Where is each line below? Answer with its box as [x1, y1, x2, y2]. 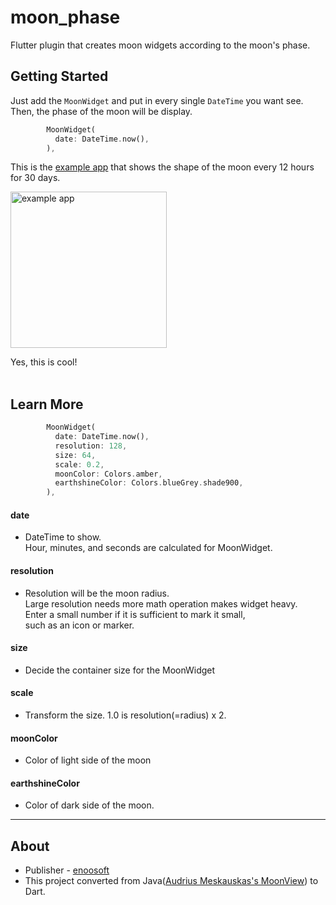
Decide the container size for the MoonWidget [24, 664, 216, 676]
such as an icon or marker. [24, 619, 135, 631]
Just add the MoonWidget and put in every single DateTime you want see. [10, 94, 304, 106]
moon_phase [10, 6, 121, 29]
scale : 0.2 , [54, 459, 105, 470]
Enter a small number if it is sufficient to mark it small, [24, 608, 246, 620]
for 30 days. [10, 172, 61, 184]
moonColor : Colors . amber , [54, 469, 163, 479]
